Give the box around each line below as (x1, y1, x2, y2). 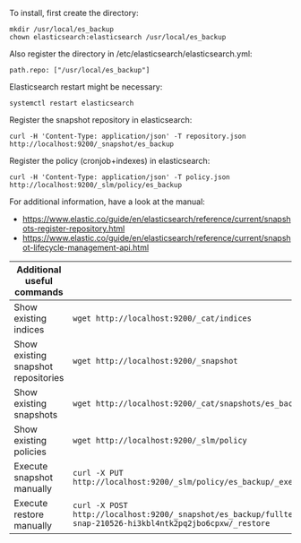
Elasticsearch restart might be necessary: (9, 82, 163, 92)
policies (13, 445, 47, 458)
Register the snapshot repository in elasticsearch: (9, 115, 193, 125)
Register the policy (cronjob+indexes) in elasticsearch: (9, 156, 211, 166)
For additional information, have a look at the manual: (9, 196, 206, 207)
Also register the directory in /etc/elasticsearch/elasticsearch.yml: (9, 48, 253, 59)
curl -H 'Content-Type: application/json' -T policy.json (9, 173, 230, 182)
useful (25, 275, 54, 287)
